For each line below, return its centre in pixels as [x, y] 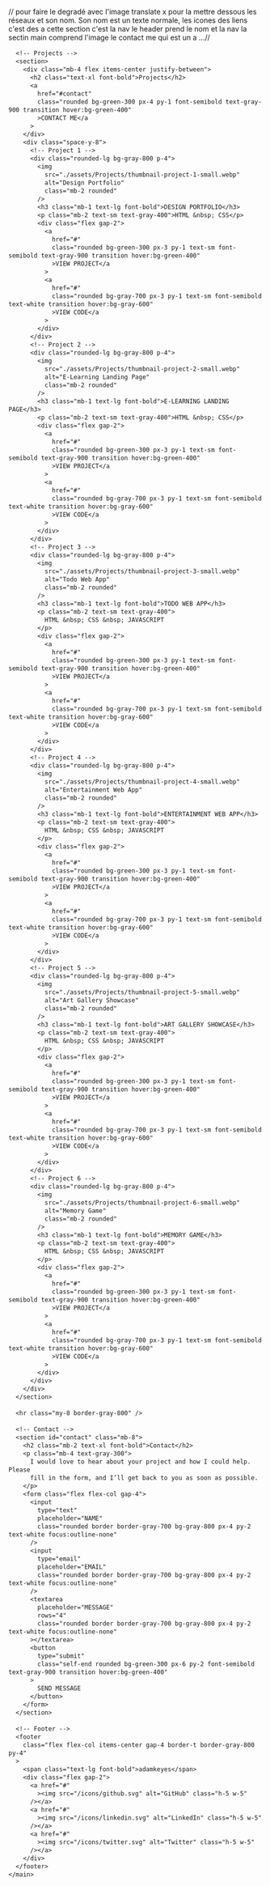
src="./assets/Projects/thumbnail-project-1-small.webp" [142, 175]
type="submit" [61, 1656]
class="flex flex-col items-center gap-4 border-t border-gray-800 [139, 1745]
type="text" [58, 1510]
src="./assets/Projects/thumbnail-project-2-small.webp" [142, 369]
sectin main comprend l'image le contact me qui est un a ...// [109, 37]
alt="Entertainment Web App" [93, 790]
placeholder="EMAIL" [72, 1567]
